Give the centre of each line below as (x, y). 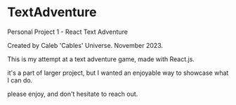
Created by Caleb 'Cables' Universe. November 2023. (85, 45)
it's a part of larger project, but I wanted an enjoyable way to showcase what (118, 73)
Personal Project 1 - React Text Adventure (68, 32)
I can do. (20, 80)
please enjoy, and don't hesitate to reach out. (73, 94)
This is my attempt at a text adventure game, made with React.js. (101, 59)
